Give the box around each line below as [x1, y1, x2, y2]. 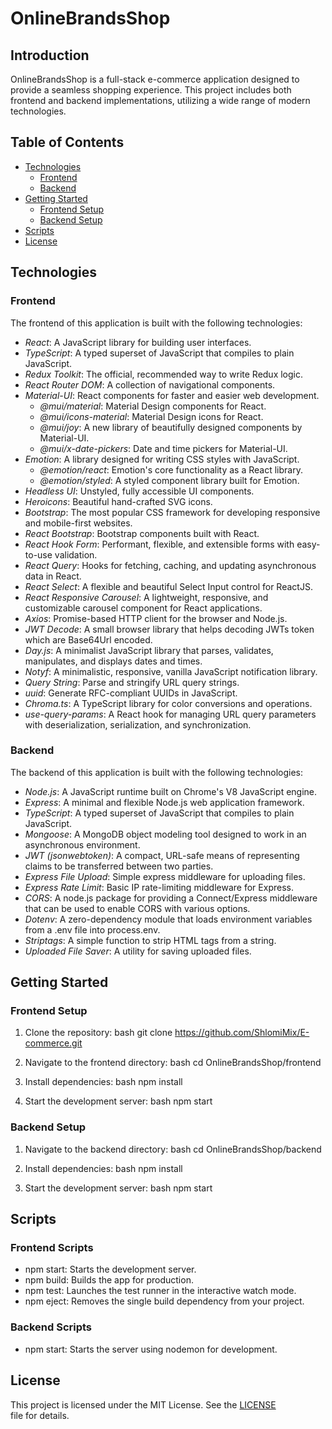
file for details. [10, 1409, 70, 1421]
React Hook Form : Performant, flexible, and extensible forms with [24, 538, 295, 550]
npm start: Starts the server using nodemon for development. [24, 1343, 278, 1355]
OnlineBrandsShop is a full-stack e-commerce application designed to [10, 73, 300, 85]
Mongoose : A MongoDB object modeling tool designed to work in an [24, 828, 307, 840]
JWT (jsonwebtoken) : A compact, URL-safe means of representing [24, 849, 300, 861]
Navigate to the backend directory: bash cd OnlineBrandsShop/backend [24, 1143, 322, 1155]
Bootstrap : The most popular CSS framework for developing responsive [24, 506, 321, 518]
